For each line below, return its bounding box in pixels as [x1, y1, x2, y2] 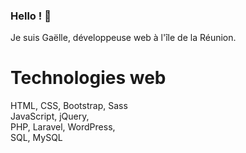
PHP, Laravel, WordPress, [10, 121, 116, 133]
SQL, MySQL [10, 132, 63, 144]
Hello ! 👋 [10, 9, 52, 23]
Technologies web [10, 67, 167, 89]
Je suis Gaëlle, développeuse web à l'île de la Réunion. [10, 32, 237, 44]
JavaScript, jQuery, [10, 110, 90, 123]
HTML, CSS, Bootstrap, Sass [10, 100, 128, 112]
